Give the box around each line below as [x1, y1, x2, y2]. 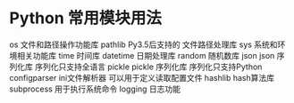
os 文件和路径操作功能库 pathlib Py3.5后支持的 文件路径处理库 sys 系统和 [9, 39, 279, 50]
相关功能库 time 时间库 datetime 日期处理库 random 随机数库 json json [16, 50, 275, 60]
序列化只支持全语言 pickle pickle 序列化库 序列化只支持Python [34, 61, 263, 72]
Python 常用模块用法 [9, 8, 163, 28]
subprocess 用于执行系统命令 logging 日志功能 [9, 83, 181, 94]
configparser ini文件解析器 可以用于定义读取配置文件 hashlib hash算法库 [9, 72, 275, 83]
